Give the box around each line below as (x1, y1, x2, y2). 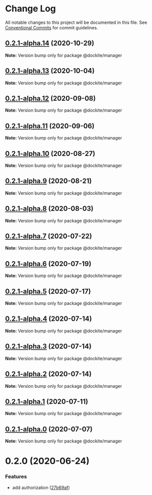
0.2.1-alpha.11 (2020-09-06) (5, 122, 95, 130)
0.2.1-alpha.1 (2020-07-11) (5, 397, 88, 406)
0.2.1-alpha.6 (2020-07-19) (5, 259, 92, 268)
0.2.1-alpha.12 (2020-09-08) (5, 94, 96, 102)
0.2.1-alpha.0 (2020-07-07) (5, 425, 93, 433)
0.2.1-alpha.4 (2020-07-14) (5, 315, 92, 323)
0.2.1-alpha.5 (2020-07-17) (5, 287, 91, 295)
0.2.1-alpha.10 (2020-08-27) (5, 149, 96, 158)
